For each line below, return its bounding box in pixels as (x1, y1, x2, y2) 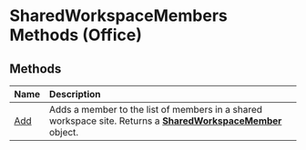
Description (48, 88, 102, 100)
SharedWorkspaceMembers (9, 5, 228, 26)
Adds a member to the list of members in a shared (48, 104, 262, 115)
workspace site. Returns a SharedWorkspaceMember (48, 115, 282, 127)
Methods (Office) (9, 25, 143, 45)
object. (48, 126, 79, 138)
